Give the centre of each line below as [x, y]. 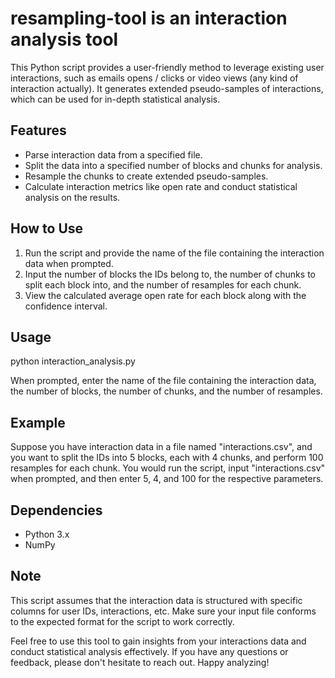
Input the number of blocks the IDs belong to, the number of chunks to [170, 274]
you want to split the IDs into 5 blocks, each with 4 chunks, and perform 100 [167, 458]
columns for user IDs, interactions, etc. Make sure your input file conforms [163, 611]
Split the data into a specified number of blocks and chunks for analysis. [173, 165]
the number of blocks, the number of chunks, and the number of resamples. [166, 391]
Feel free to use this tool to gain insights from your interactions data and [158, 641]
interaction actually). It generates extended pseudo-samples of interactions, [167, 88]
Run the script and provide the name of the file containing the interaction [174, 253]
